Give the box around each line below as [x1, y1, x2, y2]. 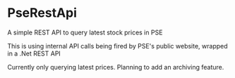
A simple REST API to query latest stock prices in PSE [7, 28, 163, 37]
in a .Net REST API [7, 49, 61, 58]
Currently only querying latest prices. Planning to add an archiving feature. [7, 63, 224, 71]
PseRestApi [7, 5, 78, 21]
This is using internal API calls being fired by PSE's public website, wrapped [7, 41, 228, 50]
